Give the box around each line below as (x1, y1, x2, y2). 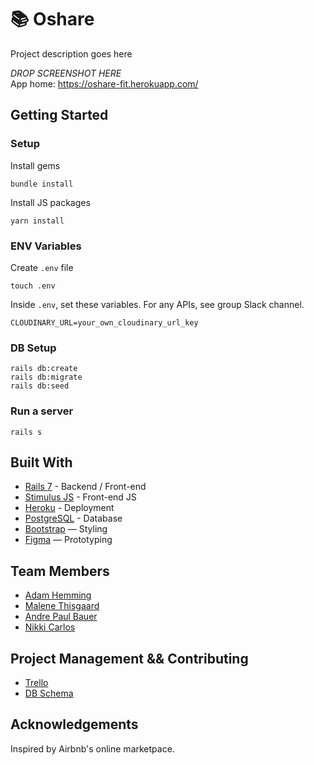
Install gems (10, 159, 61, 171)
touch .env (10, 281, 56, 291)
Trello (24, 676, 49, 688)
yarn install (10, 216, 65, 226)
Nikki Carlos (24, 621, 76, 633)
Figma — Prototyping (24, 534, 113, 546)
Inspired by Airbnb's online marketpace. (10, 742, 175, 755)
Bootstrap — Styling (24, 523, 108, 535)
